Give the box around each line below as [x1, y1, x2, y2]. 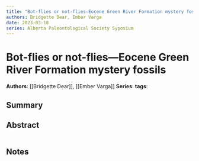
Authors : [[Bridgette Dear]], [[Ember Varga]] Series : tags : [6, 83, 148, 90]
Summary [6, 100, 43, 110]
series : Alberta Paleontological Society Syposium [6, 25, 134, 31]
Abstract [6, 120, 40, 130]
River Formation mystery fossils [6, 63, 166, 77]
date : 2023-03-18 [6, 20, 49, 25]
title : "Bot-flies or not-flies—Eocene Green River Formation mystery [6, 8, 184, 15]
